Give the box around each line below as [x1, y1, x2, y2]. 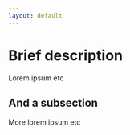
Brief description [8, 46, 123, 64]
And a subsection [8, 96, 99, 109]
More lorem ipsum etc [8, 117, 81, 127]
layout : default [8, 11, 63, 20]
